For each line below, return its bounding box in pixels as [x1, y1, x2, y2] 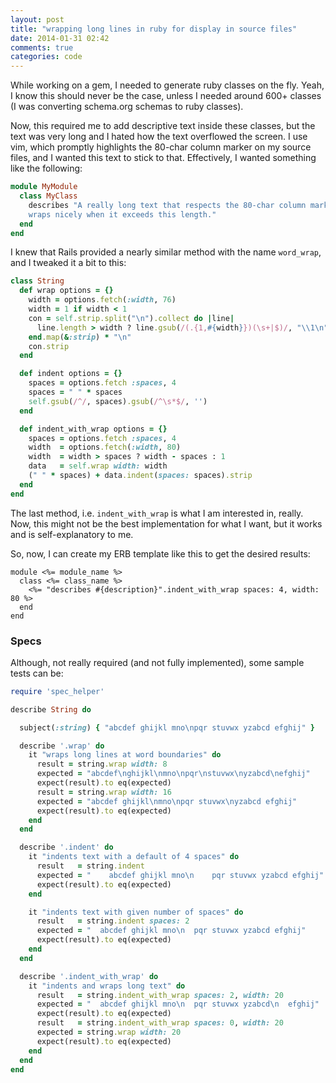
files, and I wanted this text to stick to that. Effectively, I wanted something [10, 152, 317, 164]
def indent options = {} [19, 369, 123, 379]
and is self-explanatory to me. [10, 528, 134, 540]
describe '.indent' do [19, 842, 114, 853]
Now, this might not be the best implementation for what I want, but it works [10, 517, 323, 530]
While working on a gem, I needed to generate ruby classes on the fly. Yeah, [10, 79, 325, 91]
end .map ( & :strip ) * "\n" [28, 332, 132, 342]
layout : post [10, 14, 65, 25]
